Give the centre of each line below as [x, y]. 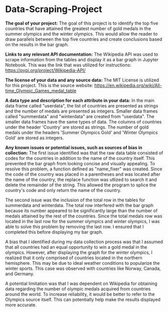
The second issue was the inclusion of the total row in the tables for [75, 200]
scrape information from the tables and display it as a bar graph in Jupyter [82, 59]
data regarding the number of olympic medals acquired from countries [78, 289]
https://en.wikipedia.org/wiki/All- [128, 85]
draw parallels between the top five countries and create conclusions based [84, 39]
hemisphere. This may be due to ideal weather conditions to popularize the [82, 263]
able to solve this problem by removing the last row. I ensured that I [74, 227]
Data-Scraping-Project [54, 9]
